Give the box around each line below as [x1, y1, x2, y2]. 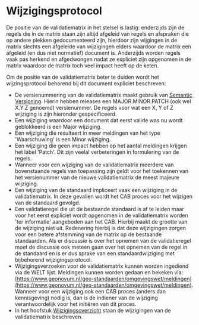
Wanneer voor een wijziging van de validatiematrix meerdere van [14, 161, 174, 168]
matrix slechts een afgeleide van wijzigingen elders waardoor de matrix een [6, 43, 192, 50]
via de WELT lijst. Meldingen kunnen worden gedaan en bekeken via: [14, 268, 184, 276]
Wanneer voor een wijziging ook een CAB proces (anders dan [14, 287, 166, 295]
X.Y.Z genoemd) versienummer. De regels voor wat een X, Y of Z [14, 104, 173, 111]
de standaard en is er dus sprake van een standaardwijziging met [14, 249, 175, 257]
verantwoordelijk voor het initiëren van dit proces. [14, 300, 137, 308]
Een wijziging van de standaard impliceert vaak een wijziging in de [14, 186, 178, 193]
